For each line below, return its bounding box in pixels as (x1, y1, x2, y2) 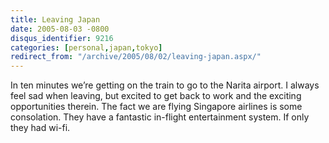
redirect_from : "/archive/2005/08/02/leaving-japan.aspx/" (10, 52, 262, 62)
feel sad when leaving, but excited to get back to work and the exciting (10, 90, 302, 102)
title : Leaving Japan (10, 14, 101, 25)
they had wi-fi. (10, 122, 71, 134)
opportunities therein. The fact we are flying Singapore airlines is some (10, 101, 303, 113)
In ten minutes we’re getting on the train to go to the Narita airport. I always (10, 79, 320, 91)
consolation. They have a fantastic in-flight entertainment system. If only (10, 111, 310, 123)
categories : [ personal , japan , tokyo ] (10, 42, 163, 53)
